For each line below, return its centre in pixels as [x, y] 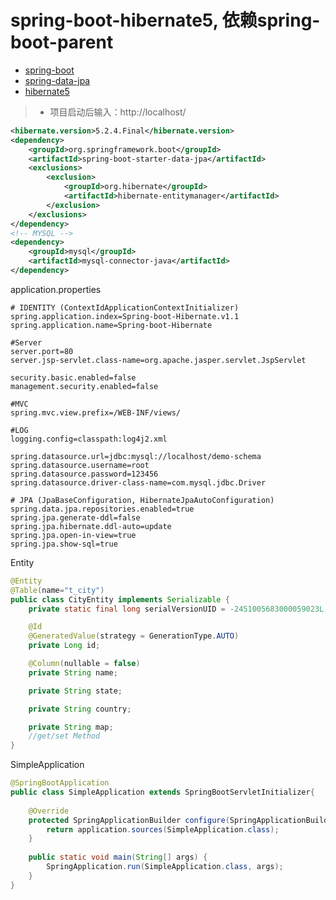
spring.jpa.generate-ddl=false [75, 517]
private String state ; [75, 691]
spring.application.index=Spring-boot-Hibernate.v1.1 [125, 316]
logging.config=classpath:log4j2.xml [89, 439]
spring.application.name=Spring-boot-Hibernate [111, 325]
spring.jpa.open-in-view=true [73, 535]
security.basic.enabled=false [73, 377]
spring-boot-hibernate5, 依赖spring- [165, 20]
